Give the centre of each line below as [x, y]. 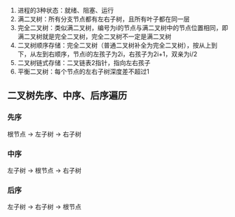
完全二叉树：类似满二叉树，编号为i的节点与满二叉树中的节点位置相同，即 [123, 28]
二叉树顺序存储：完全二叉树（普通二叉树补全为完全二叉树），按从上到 [117, 45]
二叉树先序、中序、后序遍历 [67, 96]
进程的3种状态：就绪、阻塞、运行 [66, 10]
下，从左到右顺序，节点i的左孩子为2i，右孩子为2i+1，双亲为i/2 [107, 54]
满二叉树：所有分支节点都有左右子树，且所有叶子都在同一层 [103, 19]
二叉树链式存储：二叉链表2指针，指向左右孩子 [84, 63]
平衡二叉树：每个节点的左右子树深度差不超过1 [83, 71]
